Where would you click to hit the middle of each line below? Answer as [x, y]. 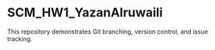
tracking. [20, 38]
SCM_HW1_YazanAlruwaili [85, 13]
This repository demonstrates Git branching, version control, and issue [108, 32]
